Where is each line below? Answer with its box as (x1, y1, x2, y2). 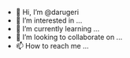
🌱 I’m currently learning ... (15, 24, 100, 33)
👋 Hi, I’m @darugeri (15, 8, 80, 16)
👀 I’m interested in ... (15, 16, 83, 25)
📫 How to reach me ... (15, 42, 89, 50)
